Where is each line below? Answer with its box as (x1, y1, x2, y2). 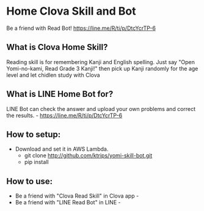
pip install (24, 159, 49, 166)
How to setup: (6, 129, 61, 140)
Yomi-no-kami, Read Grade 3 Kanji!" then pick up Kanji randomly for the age (6, 65, 199, 72)
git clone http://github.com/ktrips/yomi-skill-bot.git (24, 152, 153, 159)
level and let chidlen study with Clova (6, 71, 100, 79)
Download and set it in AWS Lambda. (15, 145, 109, 153)
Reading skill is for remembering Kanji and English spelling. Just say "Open (6, 58, 195, 65)
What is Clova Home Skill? (6, 42, 108, 52)
